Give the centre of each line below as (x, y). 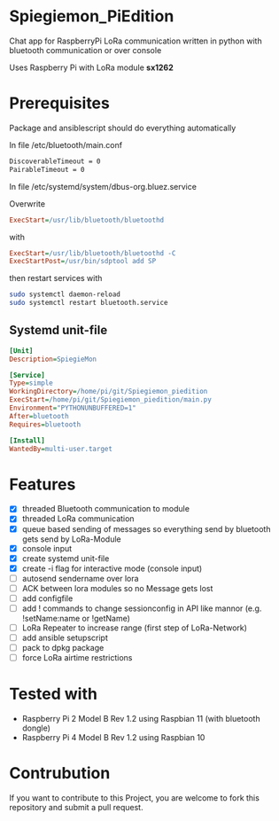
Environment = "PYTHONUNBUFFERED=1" (73, 408)
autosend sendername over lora (80, 578)
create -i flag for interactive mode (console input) (112, 568)
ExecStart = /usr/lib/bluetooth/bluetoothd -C (93, 253)
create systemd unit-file (66, 558)
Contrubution (60, 774)
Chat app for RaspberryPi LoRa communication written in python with (136, 41)
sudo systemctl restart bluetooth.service (89, 303)
